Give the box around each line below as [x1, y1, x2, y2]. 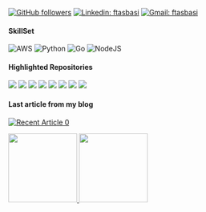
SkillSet [8, 26, 34, 35]
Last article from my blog [8, 100, 94, 108]
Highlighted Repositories [8, 62, 94, 71]
